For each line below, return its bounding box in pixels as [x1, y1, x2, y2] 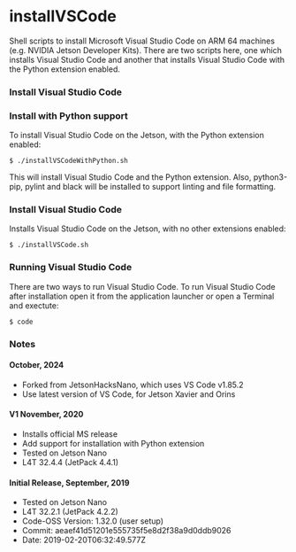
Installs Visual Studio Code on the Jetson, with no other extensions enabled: [9, 223, 286, 234]
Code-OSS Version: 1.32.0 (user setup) [21, 516, 164, 526]
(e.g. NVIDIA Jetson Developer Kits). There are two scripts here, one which [9, 44, 283, 55]
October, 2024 [9, 360, 65, 370]
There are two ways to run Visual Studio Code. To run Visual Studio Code [9, 281, 276, 292]
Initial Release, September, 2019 [9, 477, 130, 488]
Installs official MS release [21, 429, 118, 439]
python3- [253, 172, 288, 183]
